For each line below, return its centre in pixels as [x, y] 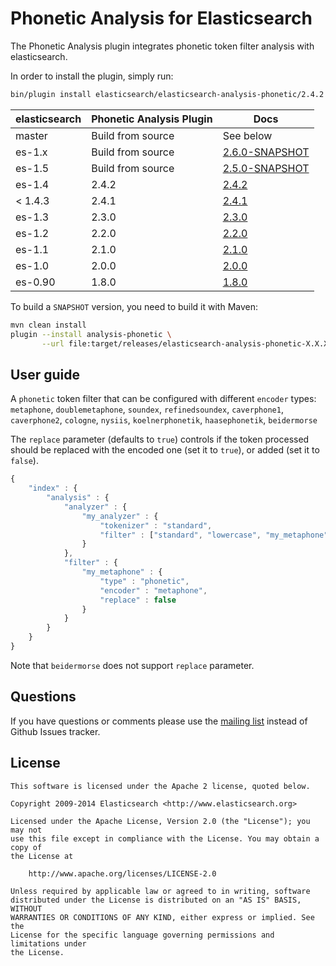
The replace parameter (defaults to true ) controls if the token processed [160, 439]
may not [26, 830]
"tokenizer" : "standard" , [156, 525]
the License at [42, 856]
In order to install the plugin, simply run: [92, 76]
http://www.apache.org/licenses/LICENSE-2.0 [122, 873]
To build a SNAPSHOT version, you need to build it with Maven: [134, 306]
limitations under [48, 943]
